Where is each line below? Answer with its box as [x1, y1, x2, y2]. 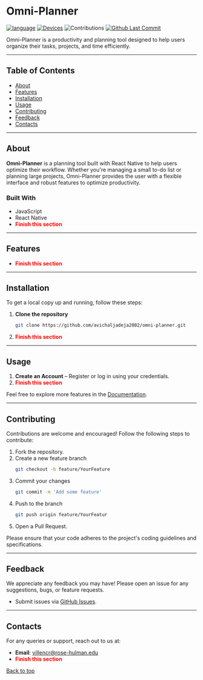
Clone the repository [14, 310, 68, 318]
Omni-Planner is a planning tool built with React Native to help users [6, 159, 177, 167]
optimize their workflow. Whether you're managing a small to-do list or [6, 166, 182, 173]
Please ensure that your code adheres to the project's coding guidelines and [6, 534, 197, 541]
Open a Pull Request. [14, 522, 68, 530]
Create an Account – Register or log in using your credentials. [14, 373, 170, 380]
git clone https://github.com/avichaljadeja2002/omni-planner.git [14, 322, 186, 329]
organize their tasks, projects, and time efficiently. [6, 42, 131, 50]
